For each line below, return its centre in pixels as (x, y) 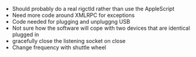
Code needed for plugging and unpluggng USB (71, 22)
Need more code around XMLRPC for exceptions (73, 15)
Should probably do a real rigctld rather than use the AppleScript (93, 9)
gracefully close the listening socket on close (69, 41)
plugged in (26, 35)
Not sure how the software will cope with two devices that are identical (101, 28)
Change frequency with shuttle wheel (59, 47)
